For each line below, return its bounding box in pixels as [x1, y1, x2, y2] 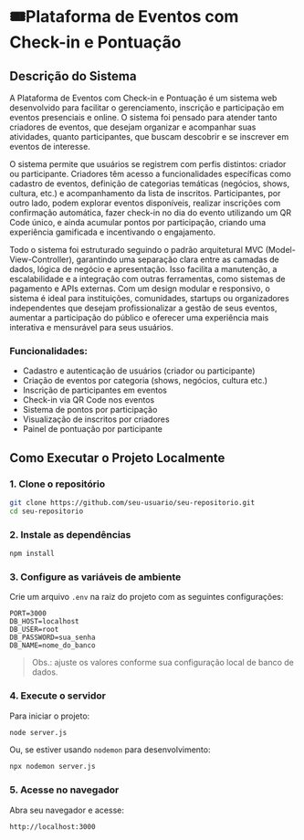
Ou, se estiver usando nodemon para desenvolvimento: [9, 744, 211, 755]
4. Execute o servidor [9, 689, 107, 702]
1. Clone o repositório [9, 478, 106, 490]
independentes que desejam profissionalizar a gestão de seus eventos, [9, 302, 278, 313]
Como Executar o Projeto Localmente [9, 450, 225, 466]
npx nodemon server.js [9, 762, 96, 772]
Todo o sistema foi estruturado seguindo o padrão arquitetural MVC [9, 245, 264, 255]
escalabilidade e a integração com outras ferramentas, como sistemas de [9, 274, 286, 284]
